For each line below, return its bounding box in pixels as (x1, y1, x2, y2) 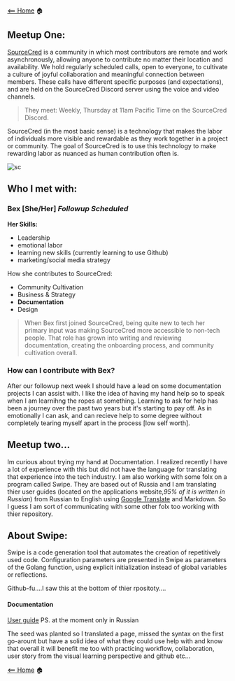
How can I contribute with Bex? (7, 366, 115, 375)
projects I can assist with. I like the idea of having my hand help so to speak (7, 389, 225, 397)
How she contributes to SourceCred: (7, 269, 113, 278)
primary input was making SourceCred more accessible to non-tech (24, 326, 220, 334)
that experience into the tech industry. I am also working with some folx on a (7, 472, 227, 481)
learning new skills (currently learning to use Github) (17, 248, 169, 257)
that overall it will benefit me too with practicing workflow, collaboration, (7, 644, 215, 652)
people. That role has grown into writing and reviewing (24, 334, 182, 342)
